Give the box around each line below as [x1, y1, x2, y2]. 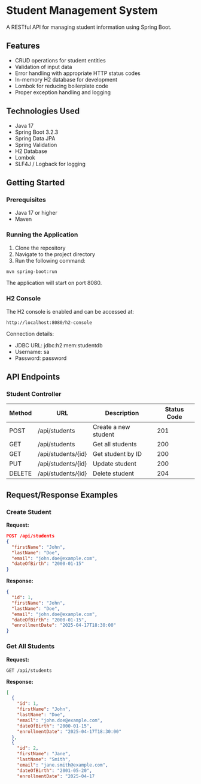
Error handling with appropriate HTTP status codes [14, 70, 141, 77]
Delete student [92, 469, 135, 477]
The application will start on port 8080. [6, 280, 102, 287]
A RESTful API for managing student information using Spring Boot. [6, 23, 172, 31]
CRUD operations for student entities [14, 56, 106, 64]
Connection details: [6, 330, 54, 337]
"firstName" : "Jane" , [17, 751, 71, 757]
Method [9, 409, 32, 417]
